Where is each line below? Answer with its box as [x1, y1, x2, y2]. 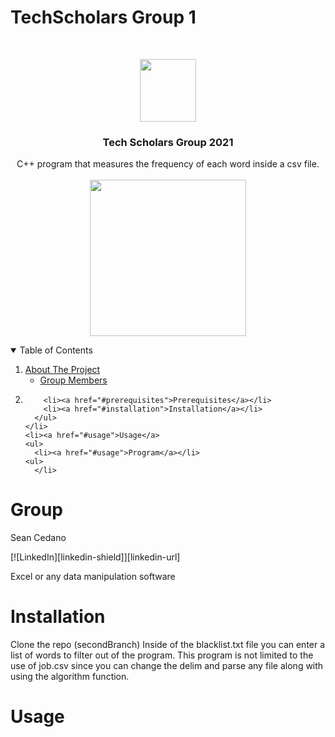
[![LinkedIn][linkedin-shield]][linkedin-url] [10, 551, 181, 563]
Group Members [39, 374, 108, 386]
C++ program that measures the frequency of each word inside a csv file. [16, 158, 320, 170]
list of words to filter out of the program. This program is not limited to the [10, 649, 314, 661]
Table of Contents [19, 344, 93, 356]
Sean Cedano [10, 532, 67, 544]
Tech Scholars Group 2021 [102, 135, 234, 149]
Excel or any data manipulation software [10, 571, 176, 583]
